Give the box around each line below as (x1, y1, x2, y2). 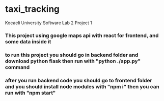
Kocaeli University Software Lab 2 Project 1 (5, 20, 92, 26)
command (5, 64, 30, 70)
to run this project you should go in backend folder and (5, 51, 138, 58)
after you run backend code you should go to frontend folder (5, 77, 152, 84)
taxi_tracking (5, 3, 60, 15)
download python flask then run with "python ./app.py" (5, 58, 141, 65)
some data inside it (5, 38, 52, 45)
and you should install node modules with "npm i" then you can (5, 83, 160, 90)
